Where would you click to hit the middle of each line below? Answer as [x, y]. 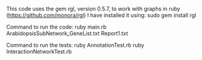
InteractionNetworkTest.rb [39, 52]
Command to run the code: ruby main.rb [56, 27]
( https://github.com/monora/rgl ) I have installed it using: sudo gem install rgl [101, 15]
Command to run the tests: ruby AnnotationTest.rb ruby [75, 45]
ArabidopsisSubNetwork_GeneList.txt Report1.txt [67, 33]
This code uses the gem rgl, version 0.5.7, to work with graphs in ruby [93, 9]
